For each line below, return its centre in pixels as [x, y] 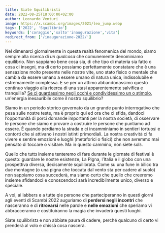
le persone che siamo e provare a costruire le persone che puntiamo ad [78, 123]
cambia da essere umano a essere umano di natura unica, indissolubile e [79, 77]
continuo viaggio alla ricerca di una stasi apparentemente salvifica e [74, 88]
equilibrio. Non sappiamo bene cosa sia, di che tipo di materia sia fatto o [78, 62]
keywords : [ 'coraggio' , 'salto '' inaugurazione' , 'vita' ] [63, 33]
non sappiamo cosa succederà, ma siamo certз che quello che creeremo [79, 175]
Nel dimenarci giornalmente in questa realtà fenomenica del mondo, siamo [81, 51]
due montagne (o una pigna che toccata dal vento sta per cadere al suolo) [80, 169]
